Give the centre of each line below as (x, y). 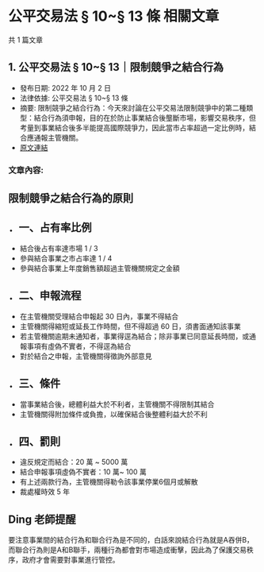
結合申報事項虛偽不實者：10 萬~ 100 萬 (83, 472)
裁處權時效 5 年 (44, 492)
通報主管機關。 (58, 137)
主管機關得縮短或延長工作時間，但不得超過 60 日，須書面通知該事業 (130, 326)
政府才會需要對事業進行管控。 (71, 560)
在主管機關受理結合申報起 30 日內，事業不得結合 (99, 316)
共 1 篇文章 (26, 40)
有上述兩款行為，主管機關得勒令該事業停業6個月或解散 (109, 482)
